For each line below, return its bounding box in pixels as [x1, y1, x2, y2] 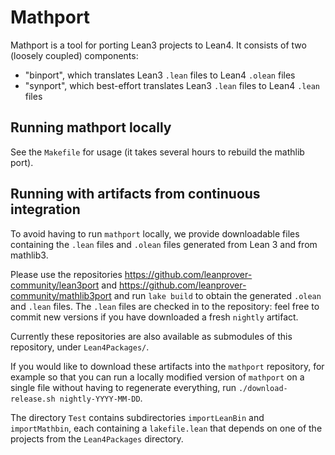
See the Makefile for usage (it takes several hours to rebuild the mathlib [10, 146, 305, 158]
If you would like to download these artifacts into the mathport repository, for [10, 360, 325, 372]
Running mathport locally [10, 119, 172, 136]
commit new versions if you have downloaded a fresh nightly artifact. [10, 311, 299, 323]
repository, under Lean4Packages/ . [10, 341, 150, 353]
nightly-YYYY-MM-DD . [59, 392, 143, 404]
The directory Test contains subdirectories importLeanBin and [10, 411, 265, 423]
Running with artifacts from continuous [10, 186, 261, 203]
